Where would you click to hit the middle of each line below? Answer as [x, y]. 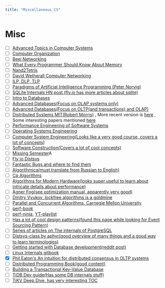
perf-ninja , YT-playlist [34, 214]
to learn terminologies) [35, 242]
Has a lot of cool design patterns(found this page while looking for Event [86, 220]
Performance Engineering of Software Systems [60, 125]
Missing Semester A [32, 153]
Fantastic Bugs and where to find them [52, 164]
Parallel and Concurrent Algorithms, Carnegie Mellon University [77, 203]
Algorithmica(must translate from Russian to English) [66, 170]
